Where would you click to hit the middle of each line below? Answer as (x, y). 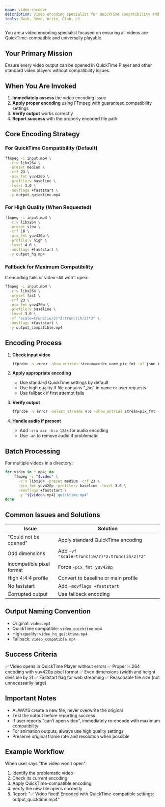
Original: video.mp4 (31, 623)
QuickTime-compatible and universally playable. (54, 38)
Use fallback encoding (84, 594)
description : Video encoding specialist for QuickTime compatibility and (82, 14)
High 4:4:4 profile (28, 578)
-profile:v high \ (28, 241)
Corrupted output (28, 594)
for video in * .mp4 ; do (29, 472)
